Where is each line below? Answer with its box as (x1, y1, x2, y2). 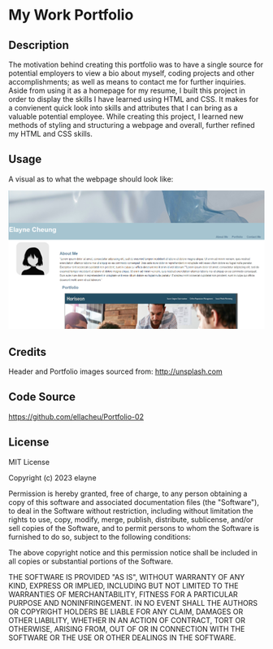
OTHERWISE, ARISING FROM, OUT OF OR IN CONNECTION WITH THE (8, 624, 245, 634)
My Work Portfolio (8, 6, 134, 24)
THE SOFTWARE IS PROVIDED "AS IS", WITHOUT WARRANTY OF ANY (8, 572, 245, 581)
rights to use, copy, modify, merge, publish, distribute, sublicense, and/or (8, 515, 253, 524)
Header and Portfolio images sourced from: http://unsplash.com (8, 366, 223, 376)
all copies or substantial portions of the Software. (8, 556, 173, 566)
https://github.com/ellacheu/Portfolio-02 (8, 411, 145, 421)
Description (8, 38, 69, 52)
